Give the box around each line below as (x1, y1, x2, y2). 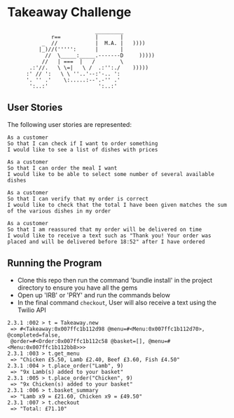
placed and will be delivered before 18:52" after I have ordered (7, 238, 205, 245)
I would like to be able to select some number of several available (7, 170, 215, 177)
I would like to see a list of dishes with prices (7, 146, 158, 153)
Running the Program (7, 257, 102, 269)
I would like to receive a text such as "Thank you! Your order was (7, 232, 212, 239)
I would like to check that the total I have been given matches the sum (7, 201, 228, 208)
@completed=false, (7, 331, 61, 339)
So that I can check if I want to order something (7, 140, 158, 147)
